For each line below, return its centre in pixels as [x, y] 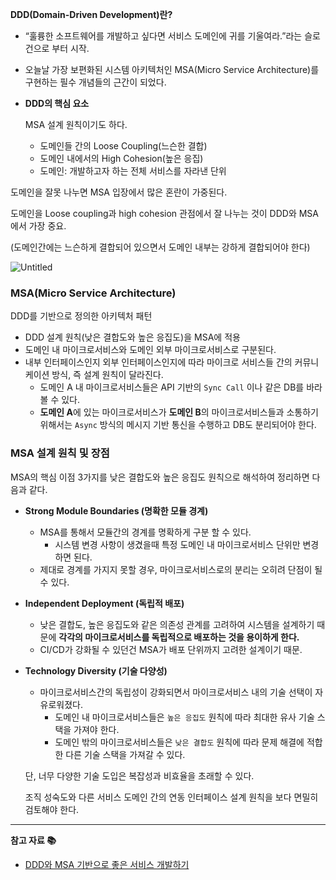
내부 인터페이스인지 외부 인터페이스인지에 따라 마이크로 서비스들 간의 [158, 362]
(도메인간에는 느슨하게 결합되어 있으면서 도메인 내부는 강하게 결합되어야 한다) [160, 247]
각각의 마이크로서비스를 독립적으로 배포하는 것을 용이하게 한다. [179, 637]
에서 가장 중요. [38, 226]
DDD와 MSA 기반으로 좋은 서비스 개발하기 [107, 864]
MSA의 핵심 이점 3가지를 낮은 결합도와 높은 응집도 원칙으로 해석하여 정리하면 [160, 477]
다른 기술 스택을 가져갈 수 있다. [125, 754]
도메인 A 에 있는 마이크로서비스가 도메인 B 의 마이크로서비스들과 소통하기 [179, 412]
